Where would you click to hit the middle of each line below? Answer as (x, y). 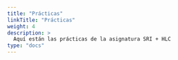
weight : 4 (21, 26)
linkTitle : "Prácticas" (41, 20)
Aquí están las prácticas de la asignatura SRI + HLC (92, 39)
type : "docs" (26, 46)
